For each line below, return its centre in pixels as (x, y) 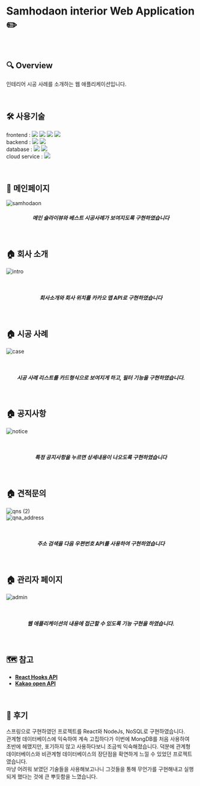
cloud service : (25, 156)
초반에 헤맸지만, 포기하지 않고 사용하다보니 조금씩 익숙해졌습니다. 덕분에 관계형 (98, 746)
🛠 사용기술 (26, 117)
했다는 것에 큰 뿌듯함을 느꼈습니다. (57, 776)
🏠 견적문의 (26, 494)
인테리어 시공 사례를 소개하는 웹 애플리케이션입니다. (66, 84)
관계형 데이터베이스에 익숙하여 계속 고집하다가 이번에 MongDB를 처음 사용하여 (98, 739)
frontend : (19, 135)
